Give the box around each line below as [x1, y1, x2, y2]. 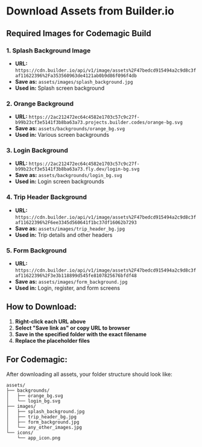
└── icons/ [6, 430, 34, 436]
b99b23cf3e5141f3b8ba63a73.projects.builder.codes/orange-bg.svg [14, 119, 183, 126]
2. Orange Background [6, 99, 74, 108]
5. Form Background [6, 246, 67, 254]
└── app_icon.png [17, 435, 61, 441]
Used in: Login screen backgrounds [14, 178, 104, 185]
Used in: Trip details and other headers [14, 231, 113, 239]
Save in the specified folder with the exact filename [14, 330, 147, 338]
